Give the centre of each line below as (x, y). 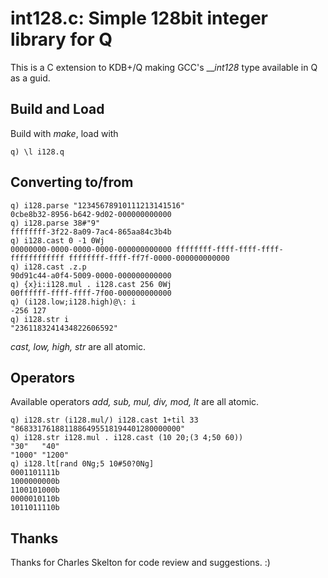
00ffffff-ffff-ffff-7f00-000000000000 (91, 293)
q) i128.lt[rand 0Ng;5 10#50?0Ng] (82, 464)
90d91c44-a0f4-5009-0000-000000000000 (91, 275)
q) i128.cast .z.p (48, 267)
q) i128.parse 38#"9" (55, 223)
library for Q (61, 39)
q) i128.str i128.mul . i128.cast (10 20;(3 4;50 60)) (127, 438)
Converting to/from (72, 182)
